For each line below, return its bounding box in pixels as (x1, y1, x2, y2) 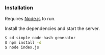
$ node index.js (5, 45, 39, 50)
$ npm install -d (5, 40, 42, 45)
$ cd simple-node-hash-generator (5, 35, 76, 41)
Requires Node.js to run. (5, 16, 56, 22)
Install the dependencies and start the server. (5, 25, 100, 32)
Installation (5, 4, 34, 11)
